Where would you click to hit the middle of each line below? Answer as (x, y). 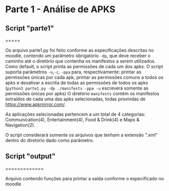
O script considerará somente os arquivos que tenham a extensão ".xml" (81, 135)
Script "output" (30, 156)
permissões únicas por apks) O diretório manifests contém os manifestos (82, 93)
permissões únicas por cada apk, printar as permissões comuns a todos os (84, 77)
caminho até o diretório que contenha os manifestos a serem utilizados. (80, 61)
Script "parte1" (30, 28)
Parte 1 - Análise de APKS (61, 9)
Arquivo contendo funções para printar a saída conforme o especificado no (85, 178)
